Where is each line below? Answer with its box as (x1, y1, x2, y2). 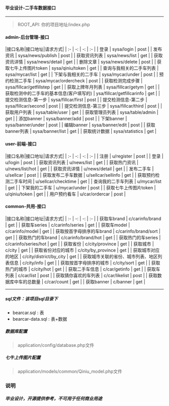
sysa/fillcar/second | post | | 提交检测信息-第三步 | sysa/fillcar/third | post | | (5, 103, 162, 109)
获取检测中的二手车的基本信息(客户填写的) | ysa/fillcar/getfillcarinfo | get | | (5, 90, 160, 96)
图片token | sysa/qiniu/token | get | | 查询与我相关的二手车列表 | (27, 65, 159, 71)
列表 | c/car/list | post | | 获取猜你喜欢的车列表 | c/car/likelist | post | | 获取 (5, 272, 157, 278)
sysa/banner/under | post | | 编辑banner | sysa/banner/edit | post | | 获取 (5, 122, 155, 128)
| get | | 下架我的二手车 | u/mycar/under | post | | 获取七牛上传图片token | (5, 184, 156, 190)
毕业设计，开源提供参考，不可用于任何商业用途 (5, 395, 102, 401)
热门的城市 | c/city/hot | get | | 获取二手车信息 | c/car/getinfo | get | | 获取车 (5, 266, 160, 272)
